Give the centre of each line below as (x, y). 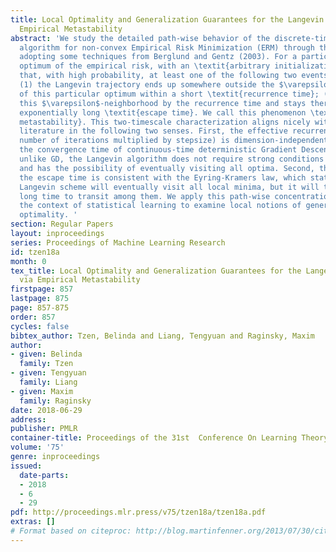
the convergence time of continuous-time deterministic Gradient (158, 150)
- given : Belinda (46, 354)
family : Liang (48, 382)
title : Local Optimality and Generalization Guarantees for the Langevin (167, 19)
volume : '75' (37, 447)
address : (28, 419)
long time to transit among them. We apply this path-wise (145, 196)
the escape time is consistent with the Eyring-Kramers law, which (163, 177)
